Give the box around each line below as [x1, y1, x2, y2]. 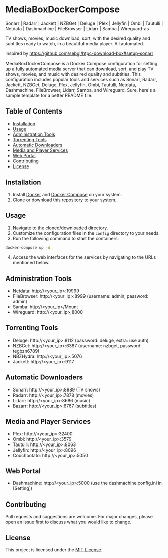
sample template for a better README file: [5, 92, 93, 98]
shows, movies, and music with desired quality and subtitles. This [5, 71, 141, 77]
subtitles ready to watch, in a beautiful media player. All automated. [5, 40, 144, 46]
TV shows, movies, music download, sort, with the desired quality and [5, 35, 150, 41]
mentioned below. [12, 260, 50, 266]
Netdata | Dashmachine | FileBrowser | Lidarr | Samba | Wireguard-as [5, 25, 149, 31]
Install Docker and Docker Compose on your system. [12, 191, 122, 197]
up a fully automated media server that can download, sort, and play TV [5, 66, 154, 72]
